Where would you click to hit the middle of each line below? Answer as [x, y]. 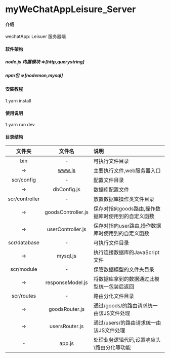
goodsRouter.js [67, 309]
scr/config [24, 180]
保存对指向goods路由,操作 [124, 209]
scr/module [24, 269]
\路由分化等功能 [112, 347]
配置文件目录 [109, 180]
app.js [67, 343]
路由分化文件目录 [114, 296]
